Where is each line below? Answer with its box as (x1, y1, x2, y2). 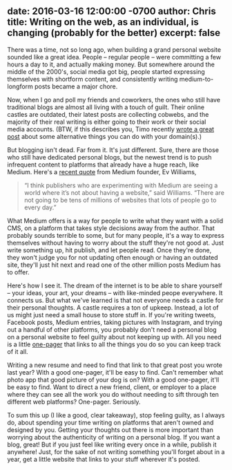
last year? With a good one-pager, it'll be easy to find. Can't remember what (7, 368, 224, 376)
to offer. (7, 267, 30, 276)
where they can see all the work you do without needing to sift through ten (7, 390, 220, 398)
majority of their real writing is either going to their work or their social (7, 117, 206, 126)
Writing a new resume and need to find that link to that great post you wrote (7, 361, 223, 369)
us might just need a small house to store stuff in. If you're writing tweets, (7, 310, 216, 319)
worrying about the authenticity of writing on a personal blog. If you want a (7, 433, 220, 441)
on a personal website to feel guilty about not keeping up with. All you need (7, 332, 222, 341)
